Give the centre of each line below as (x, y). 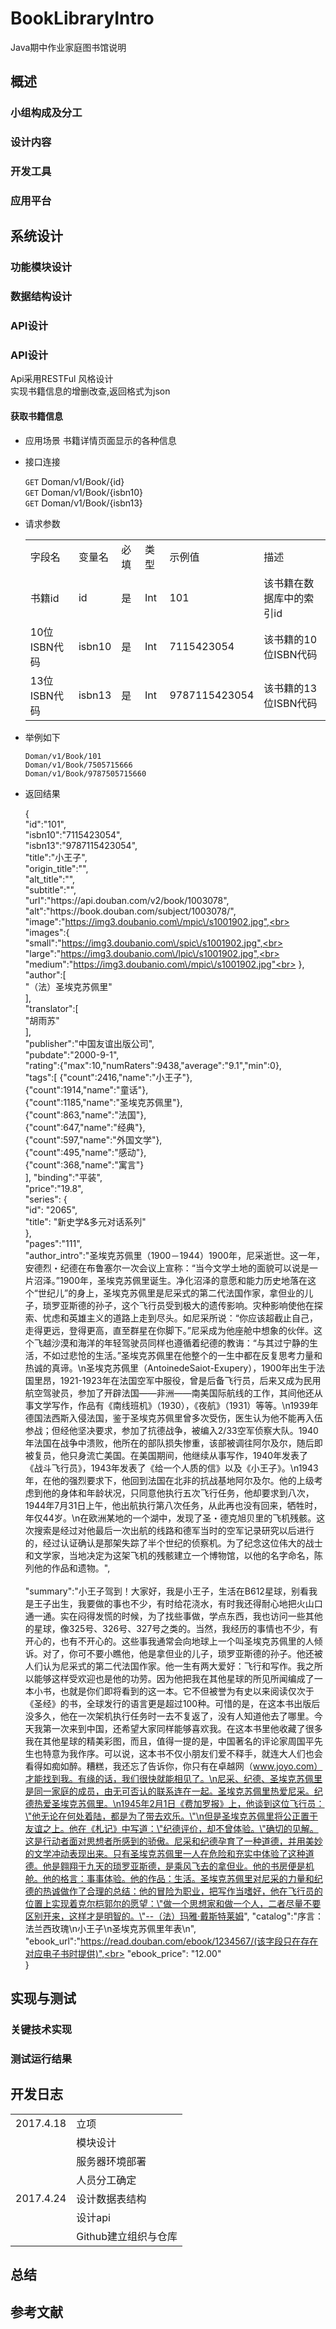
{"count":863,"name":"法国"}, (85, 1114)
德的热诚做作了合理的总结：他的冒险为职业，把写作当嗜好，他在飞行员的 (173, 1891)
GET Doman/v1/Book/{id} (74, 481)
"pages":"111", (53, 1243)
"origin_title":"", (56, 868)
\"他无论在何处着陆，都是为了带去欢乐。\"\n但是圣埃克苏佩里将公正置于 (171, 1816)
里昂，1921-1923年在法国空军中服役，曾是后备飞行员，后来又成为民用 (177, 1380)
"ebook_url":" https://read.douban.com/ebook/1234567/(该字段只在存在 (171, 1941)
